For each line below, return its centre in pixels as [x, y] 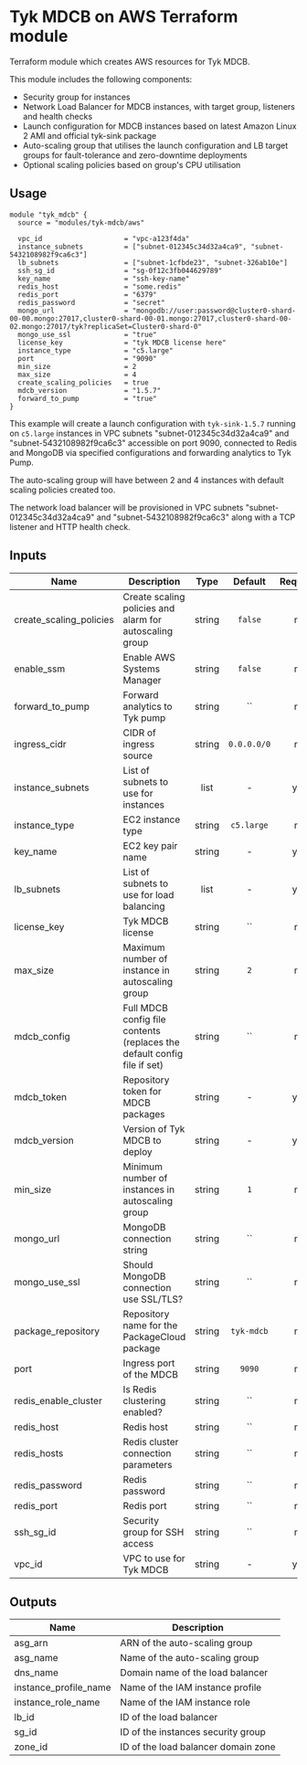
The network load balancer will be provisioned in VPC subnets [127, 507]
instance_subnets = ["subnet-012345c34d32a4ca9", [132, 247]
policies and [149, 608]
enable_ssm [40, 669]
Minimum [143, 1167]
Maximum [144, 947]
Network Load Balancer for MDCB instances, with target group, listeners [159, 106]
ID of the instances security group [193, 1732]
